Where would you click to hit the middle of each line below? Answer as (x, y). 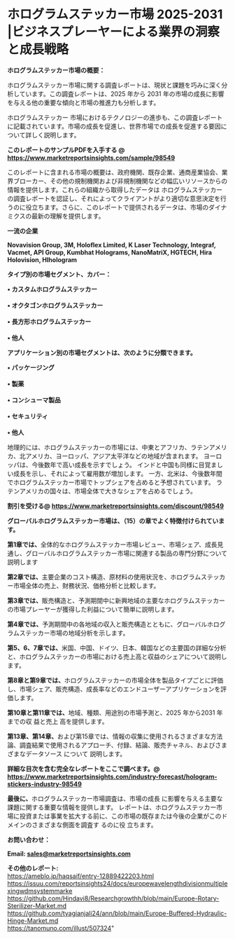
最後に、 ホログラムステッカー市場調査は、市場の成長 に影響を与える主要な (115, 798)
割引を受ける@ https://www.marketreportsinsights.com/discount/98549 (116, 506)
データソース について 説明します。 (76, 753)
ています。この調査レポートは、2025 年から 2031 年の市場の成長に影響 (122, 94)
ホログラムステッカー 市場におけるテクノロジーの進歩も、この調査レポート (115, 117)
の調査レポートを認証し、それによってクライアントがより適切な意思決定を (114, 198)
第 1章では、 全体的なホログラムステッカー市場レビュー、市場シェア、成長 (113, 544)
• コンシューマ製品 (34, 399)
